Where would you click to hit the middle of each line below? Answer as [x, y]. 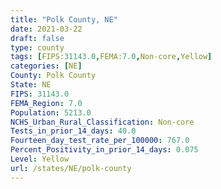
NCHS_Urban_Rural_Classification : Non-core [102, 122]
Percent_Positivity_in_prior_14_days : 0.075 [104, 150]
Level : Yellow [40, 159]
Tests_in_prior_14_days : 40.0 [73, 131]
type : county [37, 47]
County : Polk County [53, 76]
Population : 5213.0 [51, 112]
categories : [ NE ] [46, 66]
